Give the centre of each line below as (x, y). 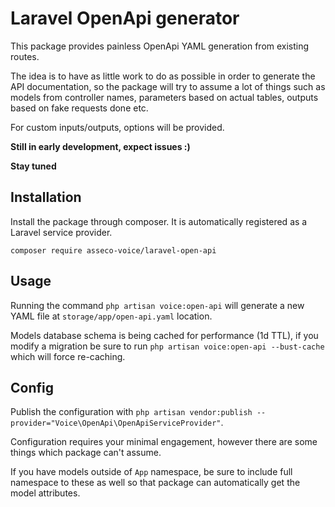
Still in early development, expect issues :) (100, 146)
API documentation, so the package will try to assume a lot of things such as (168, 86)
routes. (25, 56)
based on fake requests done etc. (79, 108)
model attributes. (45, 493)
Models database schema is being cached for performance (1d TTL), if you (164, 335)
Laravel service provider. (61, 232)
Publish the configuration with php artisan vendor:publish (131, 412)
